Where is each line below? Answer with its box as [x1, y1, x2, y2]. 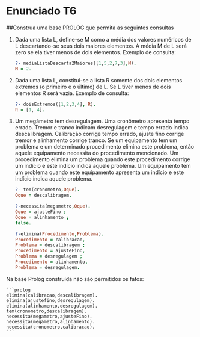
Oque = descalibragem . [14, 193, 72, 199]
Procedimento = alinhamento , [14, 259, 88, 265]
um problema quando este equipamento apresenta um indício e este [14, 168, 184, 176]
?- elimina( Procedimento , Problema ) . [14, 230, 105, 237]
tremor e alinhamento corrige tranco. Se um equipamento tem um [14, 137, 178, 144]
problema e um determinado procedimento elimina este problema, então [14, 143, 195, 150]
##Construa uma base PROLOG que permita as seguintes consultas [6, 24, 174, 31]
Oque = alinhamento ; [14, 214, 70, 220]
